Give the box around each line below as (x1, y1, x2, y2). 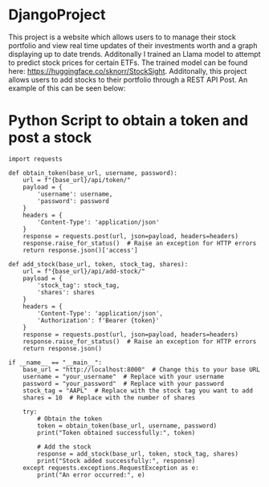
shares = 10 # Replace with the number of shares (22, 393, 196, 402)
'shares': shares (37, 288, 95, 296)
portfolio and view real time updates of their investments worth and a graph (8, 40, 258, 50)
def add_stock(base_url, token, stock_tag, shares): (8, 260, 189, 268)
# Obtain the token (37, 415, 103, 423)
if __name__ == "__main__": (8, 359, 103, 367)
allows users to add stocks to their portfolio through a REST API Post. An (8, 75, 248, 84)
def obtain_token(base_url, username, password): (8, 168, 178, 177)
